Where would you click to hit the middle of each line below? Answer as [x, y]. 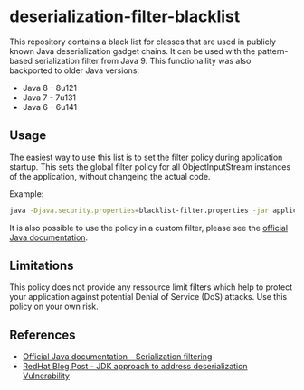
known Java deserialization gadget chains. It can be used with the [133, 51]
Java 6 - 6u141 [50, 107]
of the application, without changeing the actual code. [110, 176]
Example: [27, 194]
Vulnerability [46, 376]
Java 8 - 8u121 [49, 88]
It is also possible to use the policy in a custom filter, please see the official [148, 227]
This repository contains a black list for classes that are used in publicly [142, 42]
